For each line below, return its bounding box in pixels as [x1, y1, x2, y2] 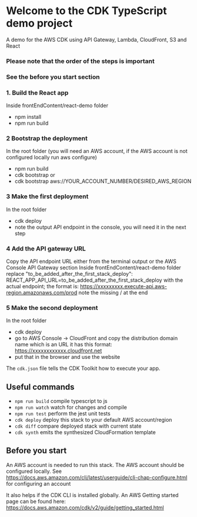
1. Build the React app [6, 88, 69, 96]
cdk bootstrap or [14, 172, 56, 179]
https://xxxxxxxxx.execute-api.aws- [80, 282, 168, 289]
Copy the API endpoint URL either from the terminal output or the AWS [6, 258, 177, 265]
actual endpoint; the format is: [6, 282, 79, 289]
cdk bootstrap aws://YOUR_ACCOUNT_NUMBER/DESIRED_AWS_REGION [14, 178, 192, 185]
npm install [14, 114, 42, 121]
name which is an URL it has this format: [14, 341, 113, 348]
